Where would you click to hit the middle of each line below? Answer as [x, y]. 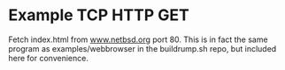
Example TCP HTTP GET [99, 15]
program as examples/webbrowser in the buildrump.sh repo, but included [142, 48]
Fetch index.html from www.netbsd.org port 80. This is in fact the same [138, 39]
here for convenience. [49, 58]
